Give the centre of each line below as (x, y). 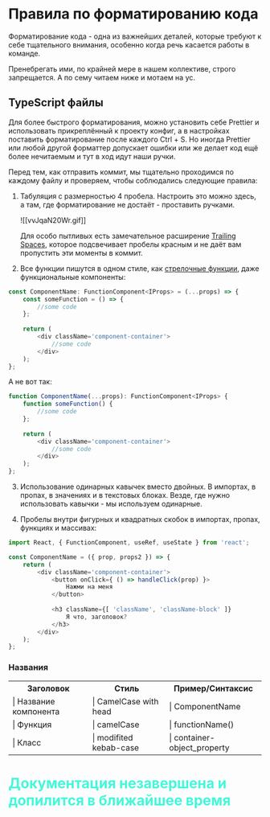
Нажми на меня (89, 587)
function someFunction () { (68, 404)
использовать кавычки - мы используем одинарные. (111, 504)
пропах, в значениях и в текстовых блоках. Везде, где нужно (125, 495)
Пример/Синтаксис (213, 688)
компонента (36, 711)
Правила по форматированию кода (133, 14)
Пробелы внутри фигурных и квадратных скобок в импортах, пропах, (140, 519)
